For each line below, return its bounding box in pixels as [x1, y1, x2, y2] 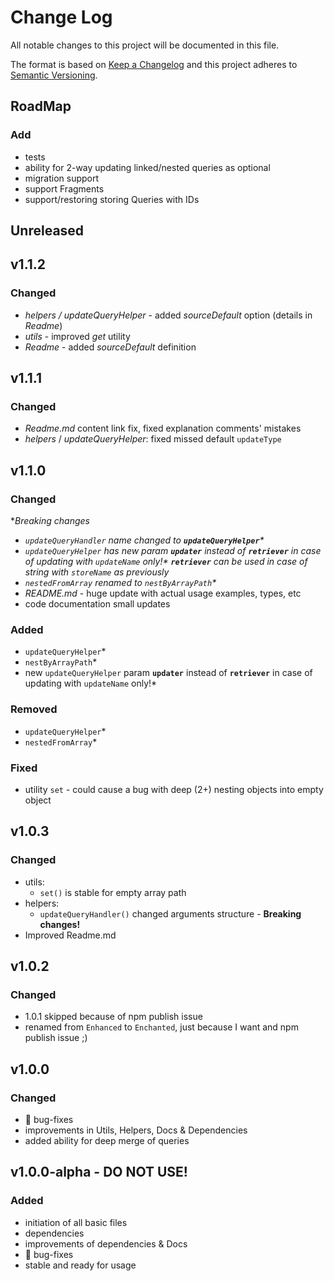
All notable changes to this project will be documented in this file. [10, 39, 280, 51]
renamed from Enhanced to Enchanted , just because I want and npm [24, 1021, 299, 1033]
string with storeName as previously [24, 566, 170, 578]
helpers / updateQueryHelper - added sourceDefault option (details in [24, 309, 313, 321]
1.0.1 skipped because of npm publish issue [24, 1011, 203, 1023]
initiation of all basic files [24, 1216, 128, 1228]
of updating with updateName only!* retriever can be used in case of [24, 556, 308, 568]
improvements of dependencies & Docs [24, 1237, 188, 1250]
